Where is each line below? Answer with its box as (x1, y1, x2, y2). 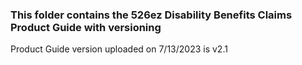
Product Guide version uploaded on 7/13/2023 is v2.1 (10, 43, 228, 55)
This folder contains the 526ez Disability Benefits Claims (10, 8, 293, 22)
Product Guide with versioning (10, 20, 162, 34)
